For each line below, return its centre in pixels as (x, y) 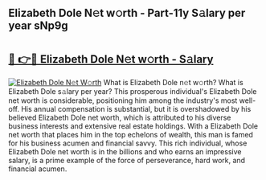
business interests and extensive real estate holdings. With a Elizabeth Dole (133, 126)
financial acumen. (38, 169)
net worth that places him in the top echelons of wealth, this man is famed (131, 135)
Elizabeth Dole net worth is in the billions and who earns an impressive (125, 151)
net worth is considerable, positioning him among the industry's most (123, 100)
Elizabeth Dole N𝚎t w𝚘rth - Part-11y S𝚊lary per (127, 13)
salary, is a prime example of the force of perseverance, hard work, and (127, 160)
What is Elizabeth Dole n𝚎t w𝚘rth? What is (173, 82)
